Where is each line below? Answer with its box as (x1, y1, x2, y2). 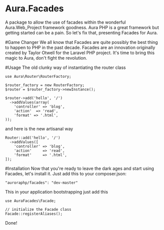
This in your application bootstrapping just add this (5, 189, 108, 195)
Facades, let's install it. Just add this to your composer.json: (5, 170, 127, 176)
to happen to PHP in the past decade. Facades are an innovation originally (5, 44, 156, 50)
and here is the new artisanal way (5, 126, 73, 131)
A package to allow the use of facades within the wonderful (5, 19, 126, 25)
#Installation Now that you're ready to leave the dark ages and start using (5, 165, 154, 171)
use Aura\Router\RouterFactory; (5, 74, 71, 79)
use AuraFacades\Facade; (5, 198, 56, 203)
